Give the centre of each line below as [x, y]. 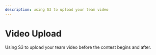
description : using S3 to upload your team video [57, 9]
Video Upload [33, 33]
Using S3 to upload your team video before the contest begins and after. [78, 47]
